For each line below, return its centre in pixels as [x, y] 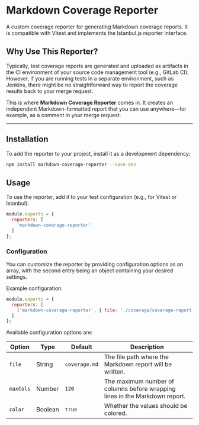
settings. [17, 276]
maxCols [20, 389]
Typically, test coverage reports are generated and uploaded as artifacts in [97, 66]
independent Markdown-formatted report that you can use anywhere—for [96, 109]
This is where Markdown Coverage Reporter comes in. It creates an [90, 102]
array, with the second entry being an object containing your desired [90, 271]
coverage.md [82, 364]
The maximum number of [139, 381]
